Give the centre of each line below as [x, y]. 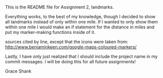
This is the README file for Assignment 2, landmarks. [60, 7]
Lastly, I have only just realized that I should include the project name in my [81, 56]
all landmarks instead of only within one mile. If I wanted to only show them [81, 22]
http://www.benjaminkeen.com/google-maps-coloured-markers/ [71, 47]
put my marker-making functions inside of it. [50, 32]
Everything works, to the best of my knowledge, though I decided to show [80, 16]
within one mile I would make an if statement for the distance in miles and [80, 27]
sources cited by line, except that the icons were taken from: [67, 42]
